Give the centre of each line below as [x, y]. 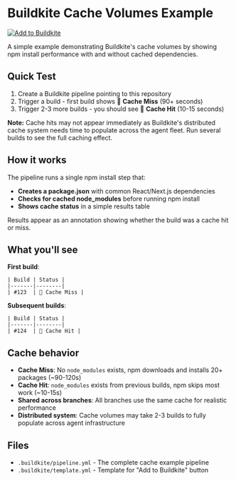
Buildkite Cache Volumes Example [110, 13]
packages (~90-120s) [49, 378]
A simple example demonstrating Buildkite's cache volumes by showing [112, 46]
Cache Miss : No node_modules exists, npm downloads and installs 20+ [120, 370]
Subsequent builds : [37, 306]
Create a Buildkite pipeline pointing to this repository [95, 93]
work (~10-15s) [40, 393]
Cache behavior [43, 353]
